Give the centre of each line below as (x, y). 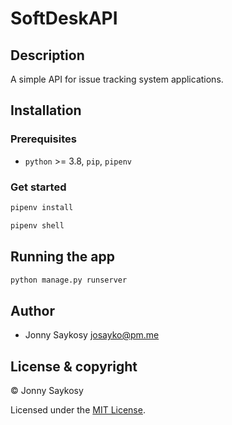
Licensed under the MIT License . (78, 410)
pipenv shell (37, 225)
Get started (38, 187)
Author (32, 310)
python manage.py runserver (69, 280)
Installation (46, 110)
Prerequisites (43, 139)
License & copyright (74, 366)
